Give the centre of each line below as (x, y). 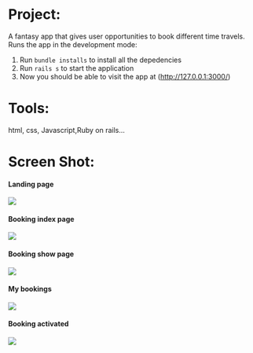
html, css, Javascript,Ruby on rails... (67, 130)
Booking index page (41, 219)
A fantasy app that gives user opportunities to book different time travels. (126, 36)
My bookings (30, 289)
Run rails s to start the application (77, 68)
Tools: (29, 108)
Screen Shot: (51, 162)
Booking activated (38, 324)
